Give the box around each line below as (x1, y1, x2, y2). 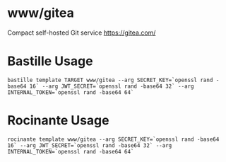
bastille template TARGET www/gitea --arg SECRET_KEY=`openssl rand (7, 76, 213, 83)
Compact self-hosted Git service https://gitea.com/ (7, 28, 156, 37)
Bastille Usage (7, 53, 93, 69)
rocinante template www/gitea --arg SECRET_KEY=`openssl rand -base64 (7, 136, 220, 143)
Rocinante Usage (7, 112, 109, 129)
